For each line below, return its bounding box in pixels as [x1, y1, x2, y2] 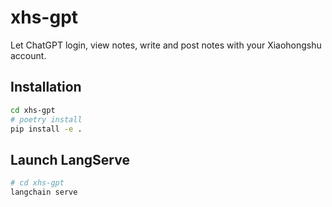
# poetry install [10, 114, 83, 125]
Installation [10, 79, 82, 96]
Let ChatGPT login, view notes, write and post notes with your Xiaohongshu [10, 39, 322, 51]
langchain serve [10, 187, 78, 198]
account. [10, 49, 47, 61]
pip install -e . [10, 124, 83, 134]
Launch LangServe [10, 151, 130, 168]
